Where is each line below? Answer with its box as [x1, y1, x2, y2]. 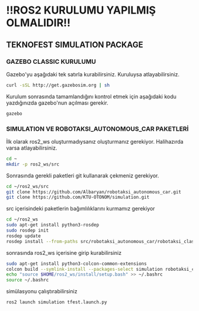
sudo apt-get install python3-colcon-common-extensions [6, 261, 147, 267]
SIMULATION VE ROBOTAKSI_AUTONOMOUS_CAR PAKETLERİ [6, 125, 189, 133]
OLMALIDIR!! [6, 16, 71, 30]
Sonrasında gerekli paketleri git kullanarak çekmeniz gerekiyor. [6, 172, 159, 179]
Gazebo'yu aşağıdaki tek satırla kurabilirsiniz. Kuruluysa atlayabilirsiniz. [6, 70, 179, 77]
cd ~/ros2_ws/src [6, 183, 49, 189]
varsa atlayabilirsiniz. [6, 144, 57, 151]
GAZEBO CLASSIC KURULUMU [6, 57, 97, 66]
